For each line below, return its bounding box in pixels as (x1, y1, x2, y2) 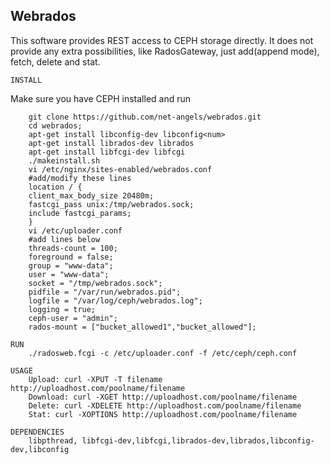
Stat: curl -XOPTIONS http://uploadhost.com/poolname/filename (28, 409, 298, 419)
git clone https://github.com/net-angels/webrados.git (28, 112, 262, 122)
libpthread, (28, 435, 78, 446)
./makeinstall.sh (28, 155, 101, 166)
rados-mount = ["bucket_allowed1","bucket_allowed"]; (28, 322, 257, 332)
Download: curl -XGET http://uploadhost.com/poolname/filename (28, 392, 298, 402)
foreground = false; (28, 252, 114, 262)
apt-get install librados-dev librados (28, 138, 195, 148)
